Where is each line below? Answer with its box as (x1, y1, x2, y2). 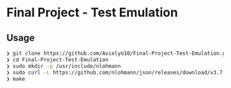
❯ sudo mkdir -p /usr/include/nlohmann (6, 63, 121, 70)
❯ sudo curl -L (6, 69, 50, 76)
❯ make (6, 75, 26, 83)
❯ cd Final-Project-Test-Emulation (6, 56, 109, 63)
